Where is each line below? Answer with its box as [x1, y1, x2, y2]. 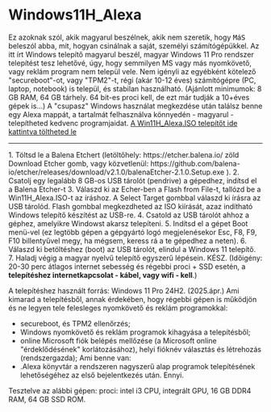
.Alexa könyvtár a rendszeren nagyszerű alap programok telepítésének [19, 361, 256, 371]
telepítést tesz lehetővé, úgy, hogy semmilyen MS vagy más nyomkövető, [8, 58, 252, 68]
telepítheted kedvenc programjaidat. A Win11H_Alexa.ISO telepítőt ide [8, 118, 238, 128]
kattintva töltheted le [8, 127, 77, 137]
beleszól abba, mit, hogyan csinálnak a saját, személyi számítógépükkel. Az [8, 40, 260, 50]
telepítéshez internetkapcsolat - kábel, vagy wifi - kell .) [8, 270, 198, 280]
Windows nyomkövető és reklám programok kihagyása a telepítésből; [19, 327, 252, 337]
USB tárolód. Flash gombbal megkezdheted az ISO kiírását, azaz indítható [8, 201, 253, 211]
